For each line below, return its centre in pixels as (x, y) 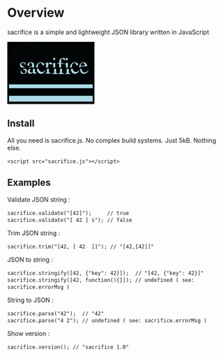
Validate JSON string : (39, 199)
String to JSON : (31, 300)
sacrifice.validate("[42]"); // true (68, 213)
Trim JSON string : (34, 233)
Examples (29, 183)
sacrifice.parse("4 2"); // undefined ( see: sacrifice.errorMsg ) (107, 320)
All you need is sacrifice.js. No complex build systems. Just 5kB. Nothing (112, 140)
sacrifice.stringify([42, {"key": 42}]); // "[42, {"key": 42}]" (106, 273)
